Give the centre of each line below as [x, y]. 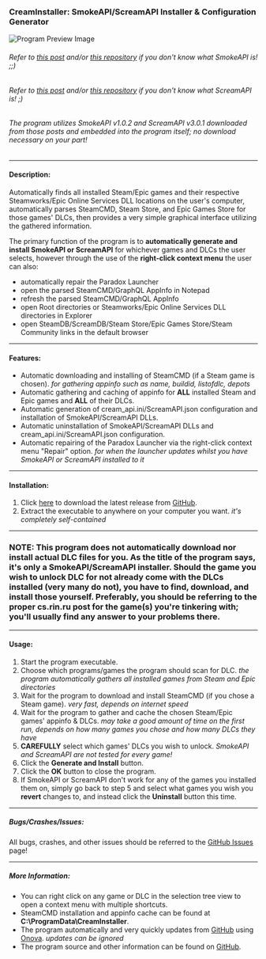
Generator [29, 21]
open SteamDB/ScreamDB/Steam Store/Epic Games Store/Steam [126, 324]
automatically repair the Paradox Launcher [90, 282]
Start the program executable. [69, 662]
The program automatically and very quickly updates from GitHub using [137, 930]
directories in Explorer [56, 315]
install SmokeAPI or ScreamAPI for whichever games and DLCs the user [127, 249]
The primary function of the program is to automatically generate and [123, 241]
